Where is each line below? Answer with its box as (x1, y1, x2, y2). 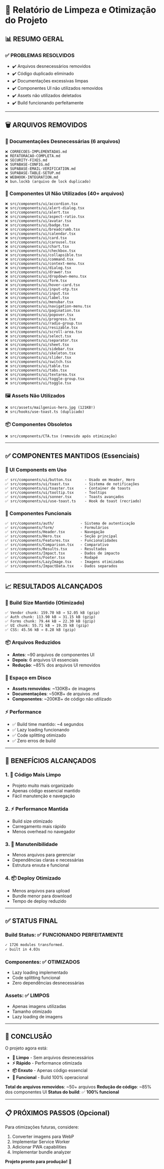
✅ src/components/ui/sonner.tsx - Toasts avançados (5, 495, 124, 500)
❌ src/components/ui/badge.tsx (5, 222, 69, 227)
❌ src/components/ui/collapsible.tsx (5, 252, 82, 258)
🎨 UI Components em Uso (5, 466, 67, 473)
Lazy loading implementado (12, 969, 68, 975)
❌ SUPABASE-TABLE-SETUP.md (5, 170, 61, 175)
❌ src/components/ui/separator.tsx (5, 338, 78, 343)
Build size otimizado (12, 818, 53, 824)
